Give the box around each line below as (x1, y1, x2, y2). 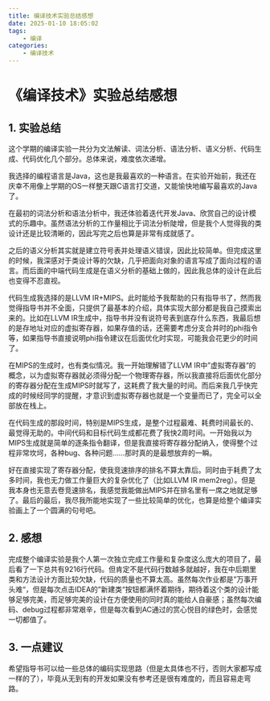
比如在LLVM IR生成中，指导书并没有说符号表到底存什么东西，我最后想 (29, 313, 261, 322)
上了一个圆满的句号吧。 (22, 505, 100, 515)
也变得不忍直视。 (8, 276, 65, 285)
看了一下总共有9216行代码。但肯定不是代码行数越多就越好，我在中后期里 (14, 564, 257, 574)
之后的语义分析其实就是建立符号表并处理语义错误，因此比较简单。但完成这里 (8, 246, 262, 255)
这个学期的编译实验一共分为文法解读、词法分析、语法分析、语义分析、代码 (8, 144, 255, 153)
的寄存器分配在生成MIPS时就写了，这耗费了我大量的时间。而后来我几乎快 (8, 380, 252, 390)
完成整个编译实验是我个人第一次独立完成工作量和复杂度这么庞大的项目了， (8, 554, 255, 564)
